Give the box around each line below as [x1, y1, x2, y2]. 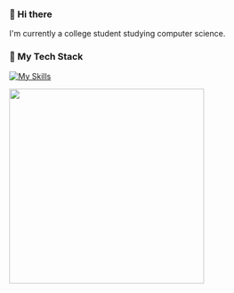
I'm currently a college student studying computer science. [9, 28, 226, 39]
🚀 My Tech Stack [9, 51, 84, 63]
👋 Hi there [9, 8, 53, 20]
